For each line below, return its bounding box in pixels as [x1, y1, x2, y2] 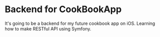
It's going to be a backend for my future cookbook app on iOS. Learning [5, 20, 155, 26]
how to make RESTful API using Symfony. [5, 25, 92, 31]
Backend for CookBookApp [5, 4, 122, 15]
